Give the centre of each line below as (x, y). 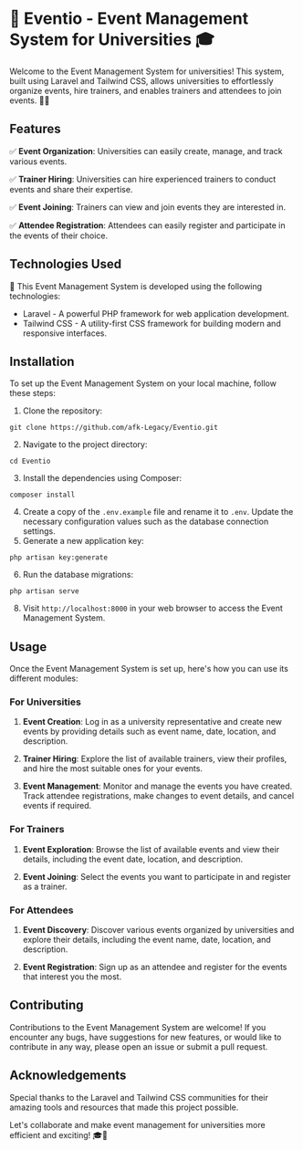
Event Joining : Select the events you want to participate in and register (157, 876)
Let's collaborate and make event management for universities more (138, 1124)
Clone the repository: (63, 411)
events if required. (57, 806)
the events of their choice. (59, 235)
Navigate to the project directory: (85, 444)
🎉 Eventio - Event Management (129, 19)
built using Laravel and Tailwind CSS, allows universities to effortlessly (141, 80)
